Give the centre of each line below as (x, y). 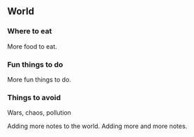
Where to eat (30, 31)
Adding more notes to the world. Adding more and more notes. (97, 126)
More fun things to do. (39, 79)
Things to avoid (34, 97)
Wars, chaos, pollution (39, 113)
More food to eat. (32, 46)
